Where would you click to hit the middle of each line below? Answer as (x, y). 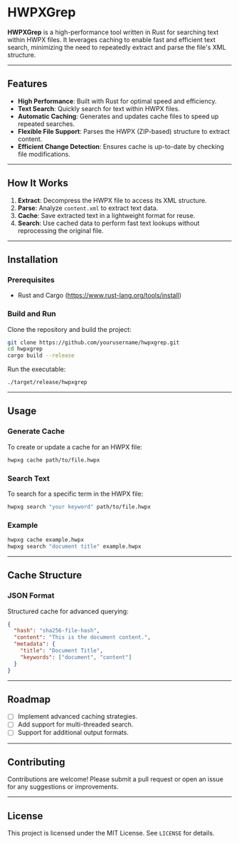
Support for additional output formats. (73, 733)
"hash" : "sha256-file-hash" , (57, 631)
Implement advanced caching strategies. (77, 717)
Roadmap (29, 699)
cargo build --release (41, 356)
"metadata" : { (34, 644)
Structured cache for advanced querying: (68, 611)
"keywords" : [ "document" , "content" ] (76, 657)
